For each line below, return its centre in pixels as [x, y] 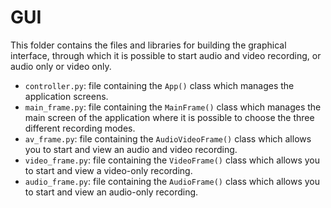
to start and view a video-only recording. [108, 170]
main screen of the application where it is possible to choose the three [169, 117]
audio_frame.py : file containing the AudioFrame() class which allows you [172, 181]
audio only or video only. [61, 66]
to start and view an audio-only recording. [111, 192]
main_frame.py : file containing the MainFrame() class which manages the [173, 107]
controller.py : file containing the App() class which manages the [159, 85]
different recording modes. [80, 128]
